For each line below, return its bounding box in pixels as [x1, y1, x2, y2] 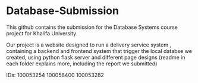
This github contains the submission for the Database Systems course [6, 24, 178, 31]
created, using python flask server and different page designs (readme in [6, 54, 186, 61]
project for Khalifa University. [6, 29, 78, 36]
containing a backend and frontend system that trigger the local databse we [6, 47, 192, 54]
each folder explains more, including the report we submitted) [6, 60, 158, 67]
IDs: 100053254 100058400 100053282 [6, 71, 104, 78]
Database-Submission [6, 4, 119, 18]
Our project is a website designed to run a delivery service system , [6, 41, 171, 48]
